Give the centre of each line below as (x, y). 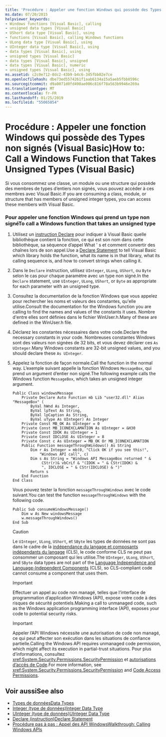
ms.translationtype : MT (30, 88)
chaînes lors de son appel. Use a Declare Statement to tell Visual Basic (84, 250)
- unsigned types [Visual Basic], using (48, 70)
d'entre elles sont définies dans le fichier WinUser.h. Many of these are (84, 317)
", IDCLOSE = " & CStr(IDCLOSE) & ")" (82, 467)
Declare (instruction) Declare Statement (53, 719)
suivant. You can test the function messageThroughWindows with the (79, 495)
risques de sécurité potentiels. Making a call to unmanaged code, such (84, 603)
